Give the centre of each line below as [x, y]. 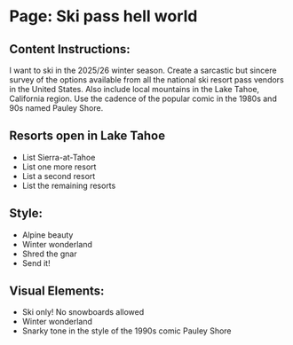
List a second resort [59, 176]
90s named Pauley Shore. [56, 108]
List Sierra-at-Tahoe [59, 157]
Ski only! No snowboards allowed [83, 312]
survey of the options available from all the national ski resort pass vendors [146, 80]
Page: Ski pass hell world [103, 16]
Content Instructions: [70, 49]
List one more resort [59, 167]
